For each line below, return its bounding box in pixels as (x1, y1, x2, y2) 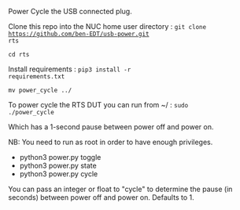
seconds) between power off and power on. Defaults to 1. (8, 193, 194, 202)
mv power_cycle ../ (8, 86, 72, 94)
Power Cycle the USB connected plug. (8, 7, 132, 16)
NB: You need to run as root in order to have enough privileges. (8, 137, 213, 147)
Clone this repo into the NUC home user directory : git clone (8, 22, 207, 31)
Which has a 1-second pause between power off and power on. (8, 122, 214, 132)
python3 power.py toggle (19, 153, 102, 161)
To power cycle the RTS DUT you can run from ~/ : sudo (8, 100, 189, 109)
